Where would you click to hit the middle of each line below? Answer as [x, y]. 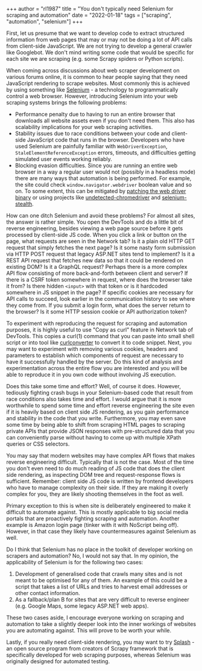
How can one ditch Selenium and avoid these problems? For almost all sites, [101, 216]
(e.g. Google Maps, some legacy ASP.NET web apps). [82, 606]
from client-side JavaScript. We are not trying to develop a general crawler [99, 46]
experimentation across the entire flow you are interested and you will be [97, 368]
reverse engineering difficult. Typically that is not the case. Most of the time [100, 462]
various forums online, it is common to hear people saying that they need [97, 77]
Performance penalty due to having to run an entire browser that [95, 114]
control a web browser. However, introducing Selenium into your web [92, 96]
